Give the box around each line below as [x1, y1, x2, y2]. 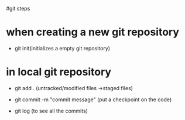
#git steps [6, 5, 30, 12]
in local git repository [6, 66, 112, 78]
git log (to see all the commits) [14, 107, 88, 114]
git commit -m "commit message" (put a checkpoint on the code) [14, 96, 172, 103]
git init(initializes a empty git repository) [14, 44, 110, 52]
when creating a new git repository [6, 26, 180, 39]
